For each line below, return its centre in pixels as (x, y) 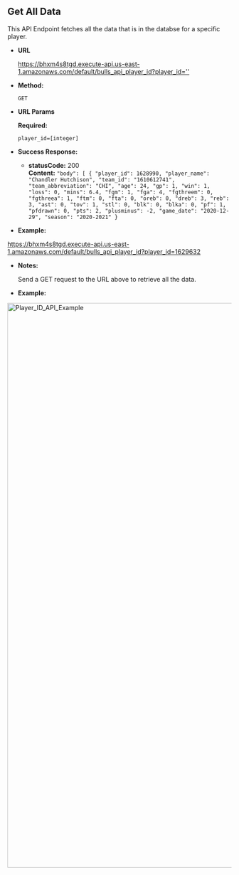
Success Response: (48, 152)
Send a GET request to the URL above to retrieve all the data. (107, 279)
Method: (31, 85)
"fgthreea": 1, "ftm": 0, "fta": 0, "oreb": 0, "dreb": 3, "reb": (129, 198)
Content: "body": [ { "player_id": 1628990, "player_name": (119, 173)
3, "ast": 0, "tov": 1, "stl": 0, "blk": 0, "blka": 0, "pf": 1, (127, 205)
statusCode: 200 (54, 165)
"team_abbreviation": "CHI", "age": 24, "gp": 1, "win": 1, (119, 186)
